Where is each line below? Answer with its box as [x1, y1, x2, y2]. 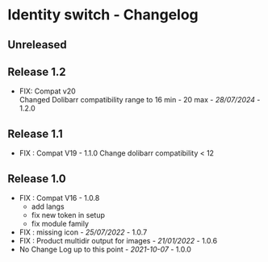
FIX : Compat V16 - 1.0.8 [19, 193, 100, 203]
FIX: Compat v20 [19, 86, 76, 96]
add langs [31, 202, 65, 211]
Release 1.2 [7, 64, 66, 78]
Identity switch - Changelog [7, 6, 199, 24]
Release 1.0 [7, 172, 66, 185]
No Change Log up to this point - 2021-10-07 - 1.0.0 [19, 244, 191, 255]
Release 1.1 [7, 127, 64, 140]
